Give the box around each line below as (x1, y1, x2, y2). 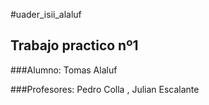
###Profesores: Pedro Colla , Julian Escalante (10, 83, 200, 95)
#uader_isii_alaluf (10, 9, 82, 20)
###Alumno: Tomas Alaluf (10, 64, 118, 76)
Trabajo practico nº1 (10, 37, 139, 54)
